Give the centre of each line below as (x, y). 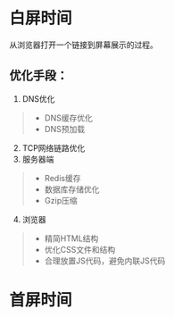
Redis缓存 (62, 178)
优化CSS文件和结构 (80, 249)
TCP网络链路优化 (54, 147)
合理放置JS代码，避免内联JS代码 (105, 261)
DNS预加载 (65, 129)
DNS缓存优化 (69, 118)
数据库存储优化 (72, 189)
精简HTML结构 (71, 238)
